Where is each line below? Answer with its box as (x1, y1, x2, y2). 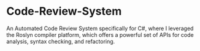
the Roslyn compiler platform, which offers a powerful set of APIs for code (6, 31, 194, 38)
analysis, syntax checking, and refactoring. (6, 37, 115, 45)
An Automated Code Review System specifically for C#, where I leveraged (6, 25, 194, 32)
